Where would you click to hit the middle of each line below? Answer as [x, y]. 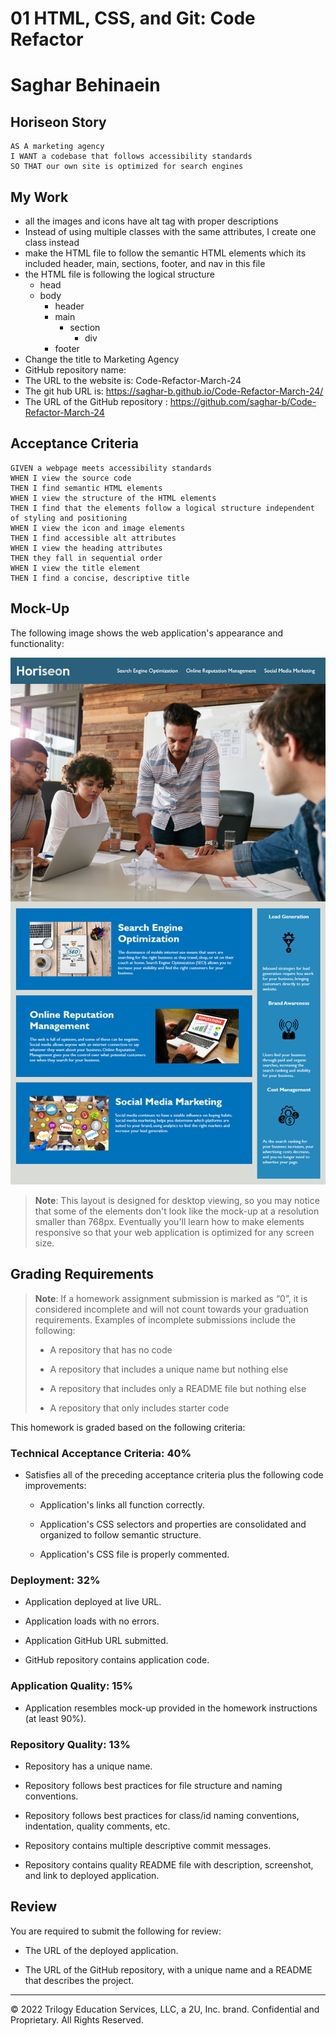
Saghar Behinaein [85, 85]
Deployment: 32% [55, 1580]
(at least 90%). [55, 1718]
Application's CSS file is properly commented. [134, 1554]
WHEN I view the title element [75, 568]
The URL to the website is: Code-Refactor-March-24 [133, 380]
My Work [39, 197]
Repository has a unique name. [88, 1766]
